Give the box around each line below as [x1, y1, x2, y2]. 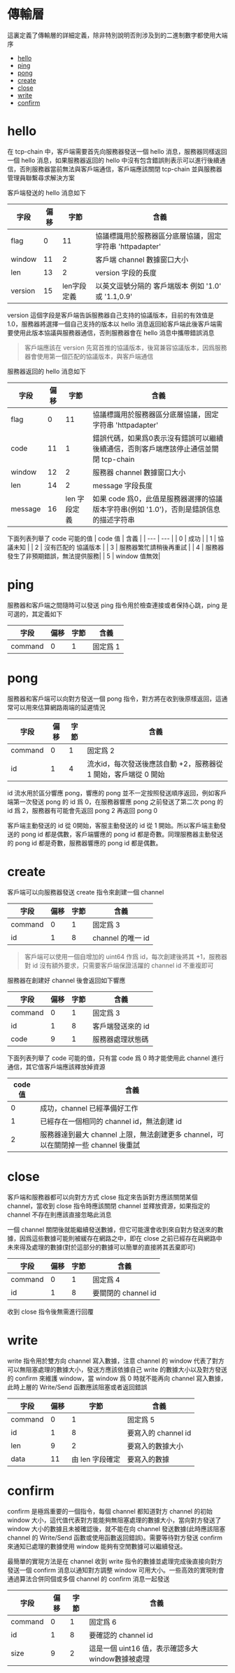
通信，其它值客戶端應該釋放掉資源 [7, 1062, 106, 1071]
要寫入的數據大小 [127, 1441, 184, 1450]
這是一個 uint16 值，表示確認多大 [89, 1644, 199, 1653]
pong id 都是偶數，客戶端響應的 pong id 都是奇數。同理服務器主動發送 [20, 830, 224, 838]
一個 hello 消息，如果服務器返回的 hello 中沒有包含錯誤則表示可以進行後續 [7, 156, 220, 164]
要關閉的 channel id [92, 1288, 157, 1297]
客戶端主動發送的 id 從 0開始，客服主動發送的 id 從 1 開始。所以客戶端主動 [7, 821, 220, 829]
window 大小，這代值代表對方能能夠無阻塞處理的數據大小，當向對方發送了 [7, 1516, 222, 1524]
